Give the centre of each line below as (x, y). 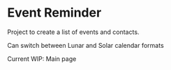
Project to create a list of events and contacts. (73, 32)
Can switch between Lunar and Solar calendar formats (85, 45)
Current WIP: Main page (42, 59)
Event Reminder (54, 13)
